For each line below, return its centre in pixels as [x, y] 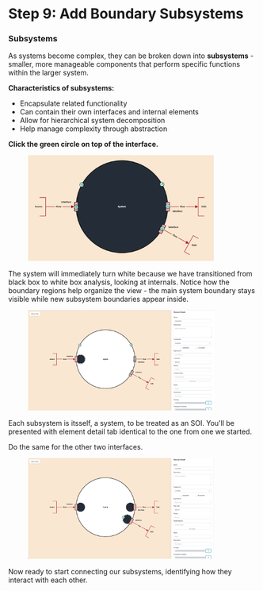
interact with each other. [48, 580]
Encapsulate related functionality [73, 103]
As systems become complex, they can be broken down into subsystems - [131, 56]
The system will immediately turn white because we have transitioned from [130, 273]
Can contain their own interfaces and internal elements [109, 112]
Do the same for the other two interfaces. [76, 447]
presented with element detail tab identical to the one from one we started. [130, 432]
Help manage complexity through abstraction [93, 129]
